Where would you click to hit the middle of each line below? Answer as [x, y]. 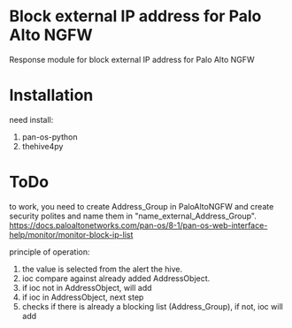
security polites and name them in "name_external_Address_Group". [133, 216]
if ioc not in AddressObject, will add [87, 287]
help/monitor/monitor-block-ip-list [71, 234]
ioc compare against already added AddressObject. [116, 278]
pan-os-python [50, 137]
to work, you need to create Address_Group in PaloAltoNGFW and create [142, 206]
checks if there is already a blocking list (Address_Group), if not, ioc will [152, 306]
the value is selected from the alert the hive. [102, 269]
